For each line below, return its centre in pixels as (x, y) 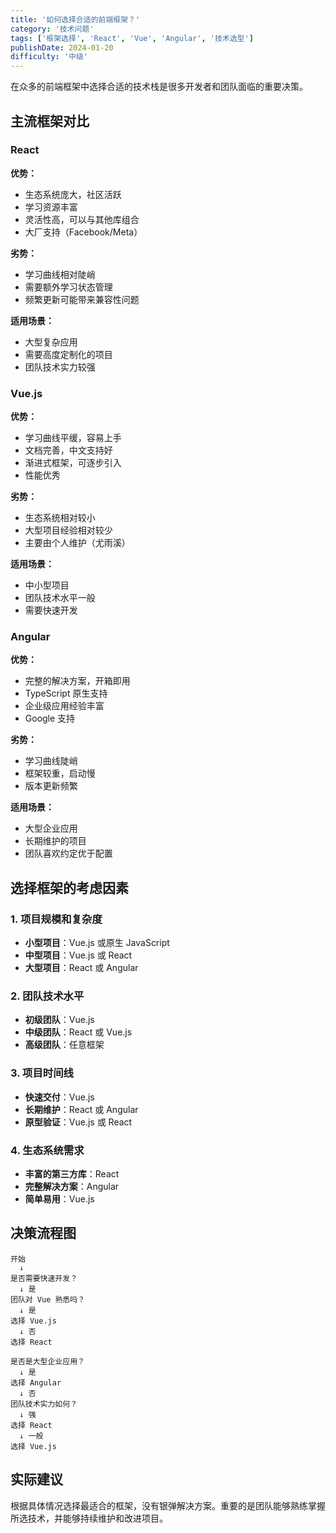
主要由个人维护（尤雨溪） (77, 543)
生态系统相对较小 (60, 518)
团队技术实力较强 (60, 367)
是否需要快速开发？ (44, 1278)
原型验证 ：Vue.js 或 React (78, 1122)
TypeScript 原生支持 (66, 693)
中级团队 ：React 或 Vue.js (78, 1032)
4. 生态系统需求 (47, 1150)
